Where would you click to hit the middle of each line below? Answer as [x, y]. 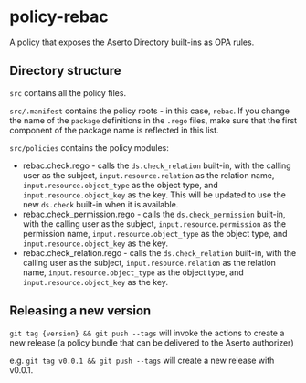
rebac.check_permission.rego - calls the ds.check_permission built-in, [154, 214]
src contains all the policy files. [68, 92]
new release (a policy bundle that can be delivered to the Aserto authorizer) [152, 342]
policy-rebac [59, 17]
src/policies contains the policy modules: [89, 147]
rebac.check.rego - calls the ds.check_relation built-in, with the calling [157, 165]
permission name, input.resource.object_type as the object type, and [155, 233]
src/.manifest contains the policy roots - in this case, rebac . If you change [150, 111]
